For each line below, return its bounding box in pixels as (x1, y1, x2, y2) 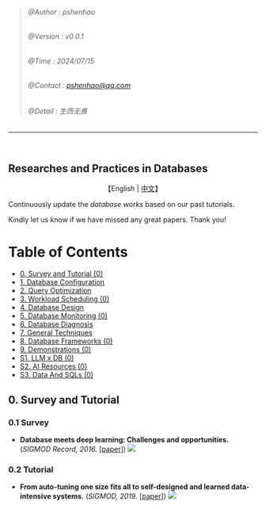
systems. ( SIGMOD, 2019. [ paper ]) (52, 492, 166, 501)
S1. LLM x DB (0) (19, 354, 74, 363)
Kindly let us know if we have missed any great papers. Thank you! (8, 215, 227, 224)
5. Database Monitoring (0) (19, 311, 108, 321)
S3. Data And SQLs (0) (19, 370, 93, 380)
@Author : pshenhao (27, 7, 96, 17)
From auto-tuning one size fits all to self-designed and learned (19, 482, 230, 492)
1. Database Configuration (19, 277, 105, 287)
